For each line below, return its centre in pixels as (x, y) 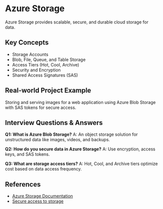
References (23, 184)
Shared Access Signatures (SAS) (45, 75)
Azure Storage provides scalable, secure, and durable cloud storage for (77, 22)
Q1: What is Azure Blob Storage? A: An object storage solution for (72, 134)
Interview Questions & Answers (54, 123)
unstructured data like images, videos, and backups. (58, 140)
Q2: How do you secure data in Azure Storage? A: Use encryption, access (80, 149)
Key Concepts (27, 43)
